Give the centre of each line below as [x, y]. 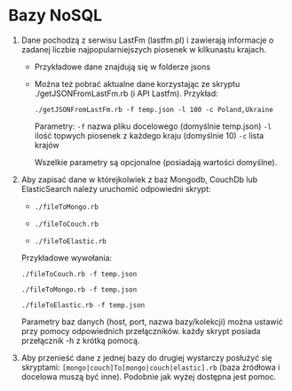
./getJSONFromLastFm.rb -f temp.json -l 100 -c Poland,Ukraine [154, 109]
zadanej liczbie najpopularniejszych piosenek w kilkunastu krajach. [144, 49]
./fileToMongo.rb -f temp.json [79, 290]
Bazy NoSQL [55, 16]
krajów [47, 145]
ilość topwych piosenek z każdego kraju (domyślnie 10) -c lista [149, 135]
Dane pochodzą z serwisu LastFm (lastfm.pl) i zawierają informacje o [147, 40]
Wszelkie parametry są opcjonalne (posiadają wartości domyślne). [156, 162]
